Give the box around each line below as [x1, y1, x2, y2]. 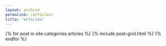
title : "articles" [5, 17, 44, 22]
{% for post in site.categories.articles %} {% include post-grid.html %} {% [5, 31, 162, 37]
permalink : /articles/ [5, 12, 54, 17]
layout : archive [5, 7, 40, 13]
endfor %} [5, 36, 27, 42]
